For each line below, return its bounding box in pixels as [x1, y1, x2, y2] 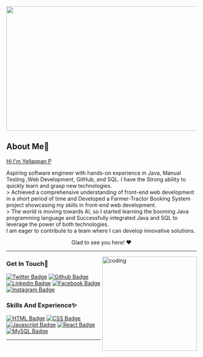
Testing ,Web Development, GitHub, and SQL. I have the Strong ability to [6, 175, 186, 183]
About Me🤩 [6, 141, 50, 152]
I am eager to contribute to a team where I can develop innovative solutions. [6, 227, 195, 234]
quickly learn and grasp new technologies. [6, 182, 112, 189]
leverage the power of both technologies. [6, 220, 109, 228]
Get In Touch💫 [6, 259, 48, 268]
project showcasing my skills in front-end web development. [6, 201, 157, 208]
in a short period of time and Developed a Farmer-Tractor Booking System [6, 195, 191, 202]
